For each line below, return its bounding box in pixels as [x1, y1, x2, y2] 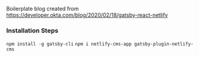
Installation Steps [6, 26, 59, 35]
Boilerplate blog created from [6, 5, 79, 12]
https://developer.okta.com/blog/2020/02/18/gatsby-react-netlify [6, 11, 168, 19]
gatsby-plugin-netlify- [134, 41, 194, 47]
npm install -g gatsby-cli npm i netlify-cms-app [6, 41, 132, 47]
